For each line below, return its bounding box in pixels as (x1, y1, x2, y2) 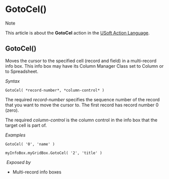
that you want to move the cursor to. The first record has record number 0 (5, 102, 159, 108)
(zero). (5, 107, 19, 113)
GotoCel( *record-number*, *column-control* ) (5, 88, 105, 93)
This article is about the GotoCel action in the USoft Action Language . (5, 30, 150, 36)
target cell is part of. (5, 122, 47, 128)
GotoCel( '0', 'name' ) (5, 141, 55, 146)
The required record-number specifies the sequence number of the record (5, 96, 160, 102)
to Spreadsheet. (5, 68, 39, 74)
